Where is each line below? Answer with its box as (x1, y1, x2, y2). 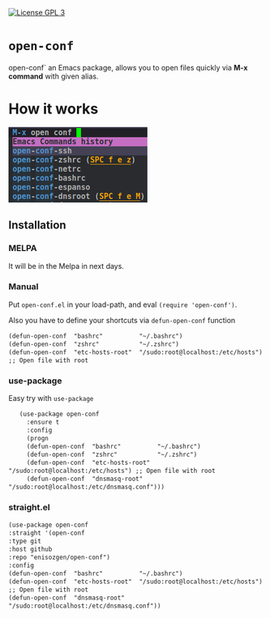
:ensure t (26, 418, 60, 427)
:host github (8, 545, 53, 554)
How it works (8, 100, 99, 118)
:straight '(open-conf (8, 529, 85, 538)
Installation (8, 219, 66, 232)
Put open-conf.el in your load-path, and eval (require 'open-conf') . (8, 300, 238, 309)
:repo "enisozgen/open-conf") (8, 553, 111, 562)
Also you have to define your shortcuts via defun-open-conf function (8, 315, 236, 325)
